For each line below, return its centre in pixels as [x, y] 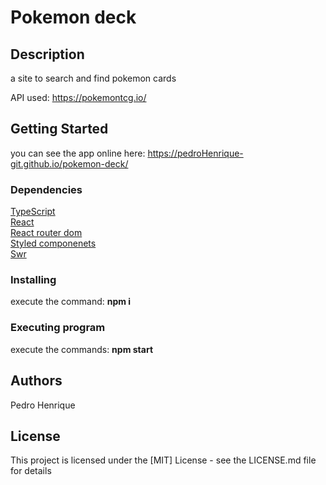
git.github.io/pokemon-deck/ [69, 163]
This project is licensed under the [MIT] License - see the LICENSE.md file [163, 460]
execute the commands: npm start [82, 349]
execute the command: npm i [71, 302]
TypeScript [33, 212]
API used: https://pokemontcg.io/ [78, 97]
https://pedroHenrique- [195, 153]
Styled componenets [53, 243]
